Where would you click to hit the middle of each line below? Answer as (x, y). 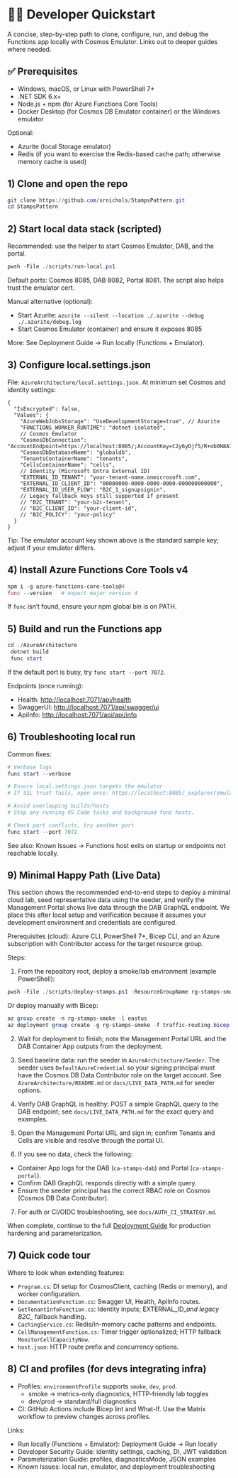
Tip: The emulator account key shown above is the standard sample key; (113, 540)
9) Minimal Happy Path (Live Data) (84, 875)
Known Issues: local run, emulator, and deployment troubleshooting (116, 1467)
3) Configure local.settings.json (79, 365)
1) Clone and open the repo (68, 184)
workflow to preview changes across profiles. (84, 1416)
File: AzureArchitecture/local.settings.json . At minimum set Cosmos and (117, 382)
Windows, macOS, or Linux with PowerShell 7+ (86, 89)
